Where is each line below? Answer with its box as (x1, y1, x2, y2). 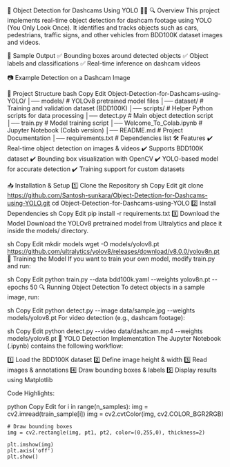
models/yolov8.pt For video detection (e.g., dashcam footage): (7, 314, 185, 321)
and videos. (7, 38, 41, 46)
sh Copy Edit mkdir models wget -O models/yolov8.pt (7, 240, 160, 248)
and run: (7, 262, 31, 270)
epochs (7, 283, 29, 291)
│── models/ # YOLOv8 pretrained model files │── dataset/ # (27, 97, 204, 105)
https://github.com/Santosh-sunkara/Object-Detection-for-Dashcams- (7, 191, 209, 199)
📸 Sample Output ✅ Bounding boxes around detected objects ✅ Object (7, 52, 209, 59)
